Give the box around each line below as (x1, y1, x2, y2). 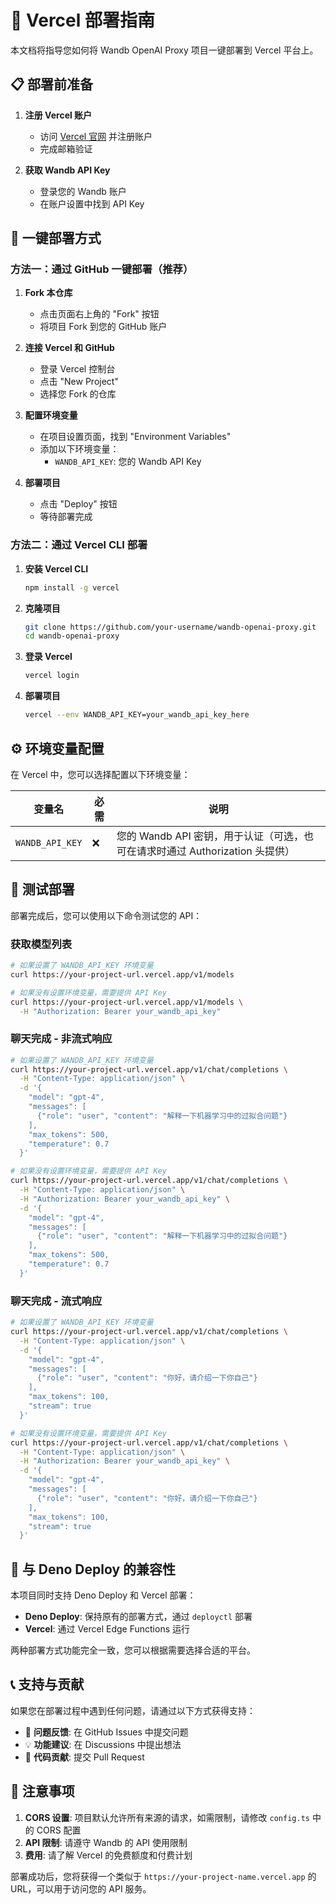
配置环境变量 (24, 409, 78, 421)
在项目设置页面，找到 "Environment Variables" (39, 431, 232, 443)
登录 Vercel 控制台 (39, 363, 116, 375)
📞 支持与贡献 (10, 1676, 85, 1693)
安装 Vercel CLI (24, 562, 89, 575)
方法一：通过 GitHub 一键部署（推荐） (10, 262, 194, 276)
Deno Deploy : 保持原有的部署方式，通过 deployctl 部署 (24, 1611, 253, 1623)
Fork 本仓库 (24, 287, 73, 299)
